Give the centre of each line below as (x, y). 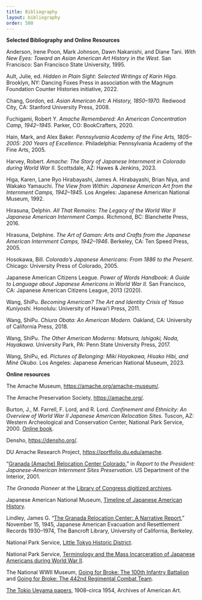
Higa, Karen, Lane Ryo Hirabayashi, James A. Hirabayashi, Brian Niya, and (98, 180)
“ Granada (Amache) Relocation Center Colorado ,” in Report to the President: (101, 464)
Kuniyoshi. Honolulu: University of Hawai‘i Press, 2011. (73, 309)
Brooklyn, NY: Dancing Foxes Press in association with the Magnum (90, 83)
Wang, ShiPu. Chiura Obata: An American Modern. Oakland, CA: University (99, 320)
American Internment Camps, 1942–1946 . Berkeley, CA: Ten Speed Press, (98, 241)
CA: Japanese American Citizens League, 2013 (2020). (74, 291)
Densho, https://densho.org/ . (42, 440)
